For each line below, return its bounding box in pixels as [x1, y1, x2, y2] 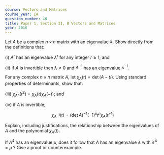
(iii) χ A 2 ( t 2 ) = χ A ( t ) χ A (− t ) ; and [5, 90, 64, 98]
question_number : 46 [5, 16, 48, 21]
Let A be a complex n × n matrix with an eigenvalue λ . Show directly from [5, 39, 154, 45]
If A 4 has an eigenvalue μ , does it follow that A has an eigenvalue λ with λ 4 [5, 138, 157, 145]
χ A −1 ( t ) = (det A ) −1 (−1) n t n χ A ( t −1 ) [51, 111, 114, 119]
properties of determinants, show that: [5, 80, 83, 86]
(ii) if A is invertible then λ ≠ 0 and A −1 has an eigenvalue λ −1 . [5, 64, 130, 71]
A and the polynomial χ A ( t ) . [5, 128, 60, 135]
